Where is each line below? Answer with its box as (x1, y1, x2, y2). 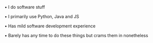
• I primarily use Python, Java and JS (4, 14, 79, 19)
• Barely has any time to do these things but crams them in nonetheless (4, 33, 148, 38)
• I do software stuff (4, 4, 45, 10)
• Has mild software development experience (4, 23, 96, 29)
